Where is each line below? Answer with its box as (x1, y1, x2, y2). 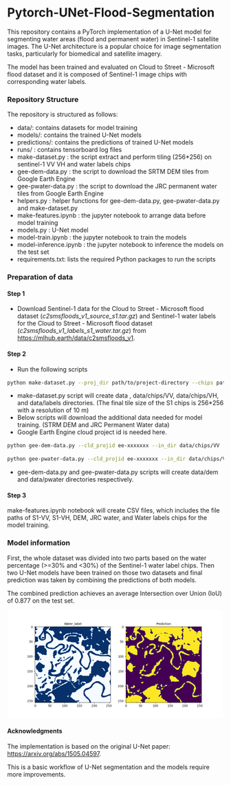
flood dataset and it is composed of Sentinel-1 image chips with (7, 70, 188, 78)
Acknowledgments (7, 727, 63, 735)
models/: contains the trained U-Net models (16, 131, 142, 139)
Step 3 (7, 491, 26, 499)
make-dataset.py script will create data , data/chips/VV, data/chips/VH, (16, 391, 219, 400)
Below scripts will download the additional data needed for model (16, 413, 203, 422)
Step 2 (7, 350, 26, 358)
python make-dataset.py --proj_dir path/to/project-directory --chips (7, 379, 214, 386)
